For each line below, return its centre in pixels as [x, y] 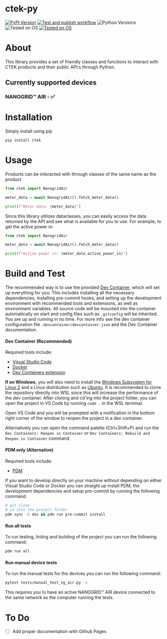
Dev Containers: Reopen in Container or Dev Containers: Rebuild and [78, 433]
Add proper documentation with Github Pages [59, 632]
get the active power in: [29, 227]
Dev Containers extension [39, 373]
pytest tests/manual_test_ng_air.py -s [46, 583]
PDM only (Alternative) [29, 450]
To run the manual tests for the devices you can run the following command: [83, 574]
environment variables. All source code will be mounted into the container [81, 309]
